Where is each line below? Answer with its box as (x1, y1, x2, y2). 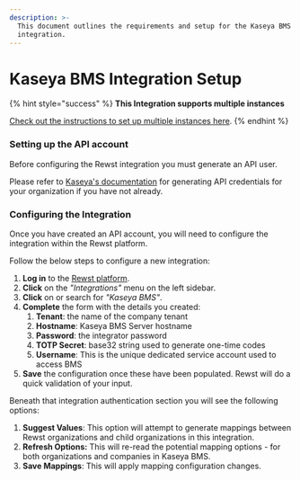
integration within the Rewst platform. (9, 237, 148, 248)
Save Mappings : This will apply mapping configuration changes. (22, 460, 262, 471)
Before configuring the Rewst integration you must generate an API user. (9, 158, 278, 169)
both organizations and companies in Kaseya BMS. (22, 450, 211, 461)
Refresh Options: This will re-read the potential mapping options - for (22, 441, 281, 452)
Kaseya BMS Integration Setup (9, 68, 243, 89)
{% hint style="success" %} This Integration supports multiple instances (9, 98, 285, 109)
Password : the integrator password (35, 330, 168, 341)
